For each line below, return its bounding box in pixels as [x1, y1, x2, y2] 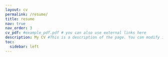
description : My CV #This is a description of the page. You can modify [5, 35, 160, 40]
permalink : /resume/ [5, 12, 48, 17]
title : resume [5, 16, 35, 21]
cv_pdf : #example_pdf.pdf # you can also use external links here [5, 30, 146, 35]
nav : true [5, 21, 26, 26]
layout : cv [5, 7, 28, 12]
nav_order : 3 [5, 26, 32, 31]
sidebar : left [9, 44, 39, 49]
